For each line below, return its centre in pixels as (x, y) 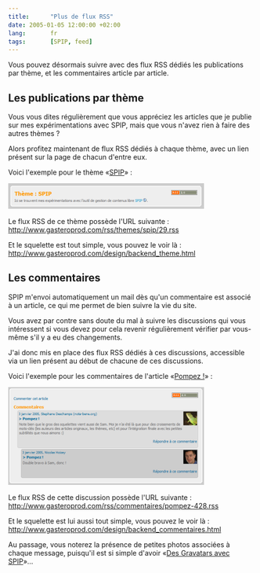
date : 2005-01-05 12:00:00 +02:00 (65, 25)
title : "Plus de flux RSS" (61, 17)
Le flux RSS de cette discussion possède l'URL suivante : (100, 497)
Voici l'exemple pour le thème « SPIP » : (70, 172)
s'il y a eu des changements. (76, 337)
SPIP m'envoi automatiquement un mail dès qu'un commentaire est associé (130, 297)
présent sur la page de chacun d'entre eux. (78, 157)
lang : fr (33, 33)
